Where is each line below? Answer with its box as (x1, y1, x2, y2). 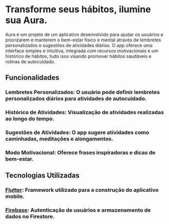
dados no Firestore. (5, 213, 55, 220)
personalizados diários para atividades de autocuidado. (5, 95, 147, 102)
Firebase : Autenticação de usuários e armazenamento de (5, 207, 151, 214)
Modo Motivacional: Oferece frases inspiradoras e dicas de (5, 149, 156, 156)
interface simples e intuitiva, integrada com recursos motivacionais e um (5, 48, 159, 54)
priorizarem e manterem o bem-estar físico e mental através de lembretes (5, 37, 161, 43)
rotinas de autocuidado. (5, 58, 55, 64)
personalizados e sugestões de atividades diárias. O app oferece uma (5, 42, 153, 48)
